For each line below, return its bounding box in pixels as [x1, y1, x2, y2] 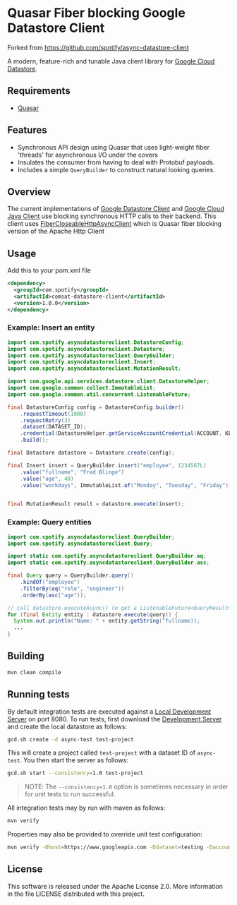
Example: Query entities [7, 517, 92, 527]
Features [7, 124, 47, 136]
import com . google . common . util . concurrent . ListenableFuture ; [7, 390, 191, 398]
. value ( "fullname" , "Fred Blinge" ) [20, 468, 125, 476]
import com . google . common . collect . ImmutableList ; [7, 385, 157, 392]
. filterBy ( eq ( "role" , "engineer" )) [20, 585, 125, 592]
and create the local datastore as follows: [7, 722, 127, 731]
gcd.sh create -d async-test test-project [7, 736, 134, 743]
